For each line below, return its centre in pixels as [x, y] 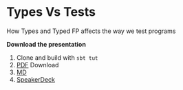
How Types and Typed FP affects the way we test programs [91, 31]
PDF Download [37, 65]
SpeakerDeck [36, 79]
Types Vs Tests [51, 12]
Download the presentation [46, 44]
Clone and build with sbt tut [57, 57]
